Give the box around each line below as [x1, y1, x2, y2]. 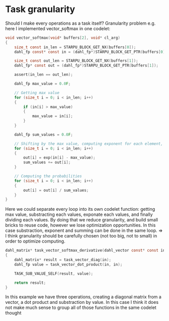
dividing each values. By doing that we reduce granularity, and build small [5, 217, 158, 223]
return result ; [14, 280, 46, 285]
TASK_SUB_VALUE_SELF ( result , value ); [14, 271, 94, 276]
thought [5, 310, 22, 316]
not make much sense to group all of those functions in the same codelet [5, 304, 157, 310]
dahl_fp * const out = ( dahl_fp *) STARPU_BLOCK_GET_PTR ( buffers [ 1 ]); [14, 63, 158, 68]
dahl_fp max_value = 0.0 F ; [14, 82, 71, 87]
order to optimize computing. [5, 238, 65, 245]
